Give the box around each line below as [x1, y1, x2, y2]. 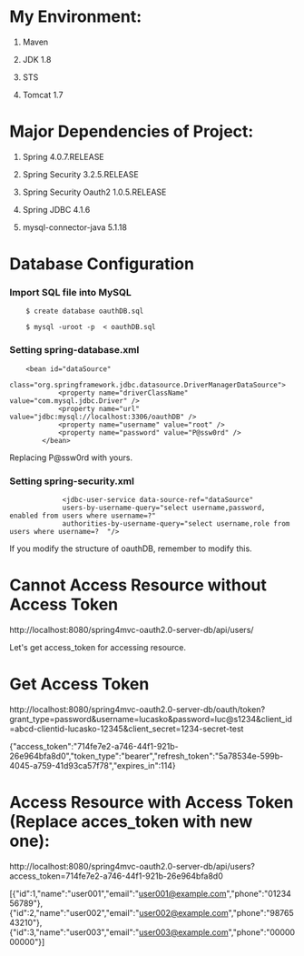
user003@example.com [139, 926, 229, 938]
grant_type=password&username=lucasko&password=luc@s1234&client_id [9, 713, 293, 724]
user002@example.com [139, 907, 229, 918]
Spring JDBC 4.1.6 [22, 204, 91, 215]
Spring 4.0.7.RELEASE [22, 151, 104, 162]
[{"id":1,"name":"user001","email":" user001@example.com [9, 888, 227, 899]
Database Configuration [9, 254, 195, 275]
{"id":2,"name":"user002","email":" [9, 907, 140, 918]
